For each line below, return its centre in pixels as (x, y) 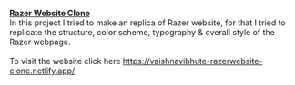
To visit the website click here (65, 61)
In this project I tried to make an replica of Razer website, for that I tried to (147, 23)
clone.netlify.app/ (42, 71)
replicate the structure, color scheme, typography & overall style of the (142, 32)
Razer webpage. (40, 42)
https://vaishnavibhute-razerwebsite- (193, 61)
